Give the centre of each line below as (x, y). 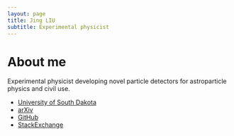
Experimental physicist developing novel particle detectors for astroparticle (117, 81)
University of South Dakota (57, 102)
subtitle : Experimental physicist (58, 27)
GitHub (28, 118)
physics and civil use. (39, 89)
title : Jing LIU (31, 20)
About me (37, 62)
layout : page (27, 14)
